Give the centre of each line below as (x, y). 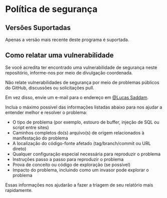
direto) (19, 148)
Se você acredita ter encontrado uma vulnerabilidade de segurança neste (81, 67)
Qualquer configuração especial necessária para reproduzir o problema (87, 154)
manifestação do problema (40, 138)
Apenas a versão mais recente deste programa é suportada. (67, 39)
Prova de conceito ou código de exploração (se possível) (71, 164)
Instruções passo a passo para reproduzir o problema (68, 159)
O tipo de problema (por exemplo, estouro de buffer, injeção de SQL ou (86, 122)
